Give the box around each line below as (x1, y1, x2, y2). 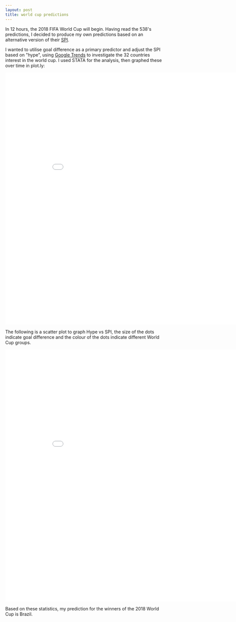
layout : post (5, 7, 33, 13)
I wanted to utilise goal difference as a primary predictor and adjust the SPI (5, 46, 160, 52)
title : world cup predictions (5, 12, 69, 17)
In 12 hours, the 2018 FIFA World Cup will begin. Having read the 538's (5, 26, 152, 32)
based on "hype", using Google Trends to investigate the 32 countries (5, 51, 150, 58)
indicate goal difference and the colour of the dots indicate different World (5, 334, 160, 340)
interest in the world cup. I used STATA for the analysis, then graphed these (5, 57, 162, 63)
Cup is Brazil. (5, 611, 33, 617)
